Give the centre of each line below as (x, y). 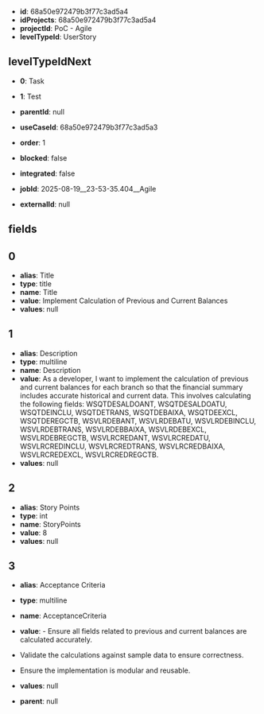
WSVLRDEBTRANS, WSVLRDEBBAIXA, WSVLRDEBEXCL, (113, 429)
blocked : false (43, 157)
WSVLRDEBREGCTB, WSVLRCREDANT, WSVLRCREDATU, (115, 437)
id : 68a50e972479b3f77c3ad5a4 (74, 12)
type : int (34, 515)
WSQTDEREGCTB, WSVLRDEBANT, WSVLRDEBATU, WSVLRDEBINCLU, (138, 421)
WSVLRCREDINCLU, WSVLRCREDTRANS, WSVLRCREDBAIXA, (122, 446)
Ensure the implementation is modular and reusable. (105, 670)
